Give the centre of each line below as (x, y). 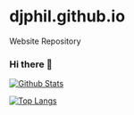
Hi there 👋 (31, 64)
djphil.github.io (67, 16)
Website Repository (46, 41)
